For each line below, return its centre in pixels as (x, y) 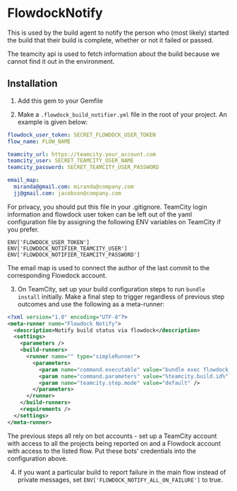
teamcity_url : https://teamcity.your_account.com (82, 154)
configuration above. (38, 458)
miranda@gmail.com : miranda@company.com (74, 187)
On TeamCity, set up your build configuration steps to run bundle (111, 289)
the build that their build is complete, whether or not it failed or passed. (110, 40)
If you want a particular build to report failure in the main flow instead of (122, 472)
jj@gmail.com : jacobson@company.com (67, 193)
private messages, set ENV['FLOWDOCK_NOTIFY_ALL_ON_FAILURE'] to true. (120, 480)
